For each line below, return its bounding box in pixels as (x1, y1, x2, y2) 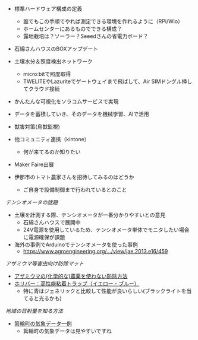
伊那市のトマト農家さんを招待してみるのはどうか (14, 174, 134, 180)
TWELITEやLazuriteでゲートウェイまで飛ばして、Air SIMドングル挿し (23, 78, 193, 85)
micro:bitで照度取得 (23, 71, 71, 77)
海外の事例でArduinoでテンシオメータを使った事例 (14, 241, 138, 248)
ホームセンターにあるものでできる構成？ (23, 26, 122, 32)
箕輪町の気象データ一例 (14, 320, 72, 327)
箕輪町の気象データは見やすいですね (23, 328, 112, 334)
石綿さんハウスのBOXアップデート (14, 45, 99, 52)
